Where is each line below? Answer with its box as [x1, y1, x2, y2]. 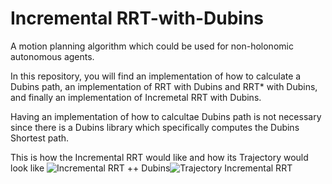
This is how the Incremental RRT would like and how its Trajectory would [10, 151, 309, 163]
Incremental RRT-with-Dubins [10, 7, 265, 30]
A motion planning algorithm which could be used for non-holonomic [10, 40, 294, 52]
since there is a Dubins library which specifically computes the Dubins [10, 121, 300, 133]
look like [10, 162, 45, 174]
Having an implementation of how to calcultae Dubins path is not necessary [10, 110, 322, 122]
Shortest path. [10, 132, 70, 144]
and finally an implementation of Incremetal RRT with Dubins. [10, 91, 262, 103]
